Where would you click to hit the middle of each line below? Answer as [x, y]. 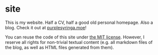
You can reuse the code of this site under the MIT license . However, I [75, 37]
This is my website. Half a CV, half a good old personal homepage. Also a [79, 22]
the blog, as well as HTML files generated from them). [60, 47]
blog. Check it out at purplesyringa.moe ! [46, 27]
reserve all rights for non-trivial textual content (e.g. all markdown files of [79, 42]
